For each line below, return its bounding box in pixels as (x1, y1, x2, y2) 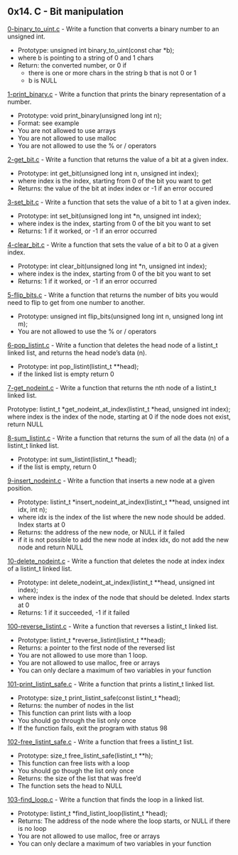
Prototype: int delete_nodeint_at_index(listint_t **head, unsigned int (17, 578, 215, 586)
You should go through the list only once (17, 716, 136, 724)
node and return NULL (17, 543, 84, 552)
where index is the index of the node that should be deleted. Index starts (17, 593, 230, 601)
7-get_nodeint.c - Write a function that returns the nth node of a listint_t (7, 383, 217, 392)
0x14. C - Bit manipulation (7, 6, 124, 18)
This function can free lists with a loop (17, 758, 130, 767)
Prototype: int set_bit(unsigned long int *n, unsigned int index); (17, 211, 202, 220)
